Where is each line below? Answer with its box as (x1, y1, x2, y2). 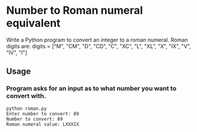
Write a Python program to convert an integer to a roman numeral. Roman (6, 36, 188, 43)
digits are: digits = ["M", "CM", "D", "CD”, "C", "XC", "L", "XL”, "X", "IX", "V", (6, 43, 191, 50)
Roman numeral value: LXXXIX (6, 121, 79, 127)
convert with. (6, 92, 46, 100)
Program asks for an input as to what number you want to (6, 85, 177, 93)
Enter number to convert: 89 (6, 110, 79, 117)
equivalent (6, 16, 61, 30)
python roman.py (6, 106, 47, 112)
